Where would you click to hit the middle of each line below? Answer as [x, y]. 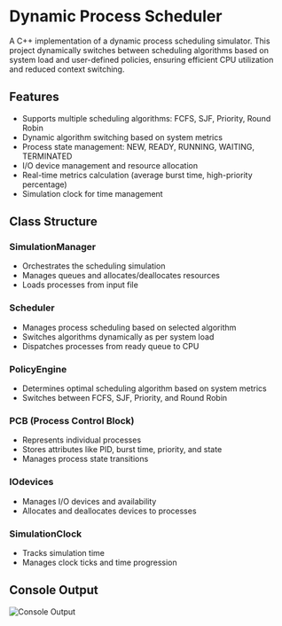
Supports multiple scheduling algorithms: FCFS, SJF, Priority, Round [146, 118]
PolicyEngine [38, 369]
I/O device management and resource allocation [110, 165]
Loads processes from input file [80, 285]
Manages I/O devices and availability [89, 501]
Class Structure [53, 222]
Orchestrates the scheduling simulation [94, 266]
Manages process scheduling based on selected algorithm [129, 327]
